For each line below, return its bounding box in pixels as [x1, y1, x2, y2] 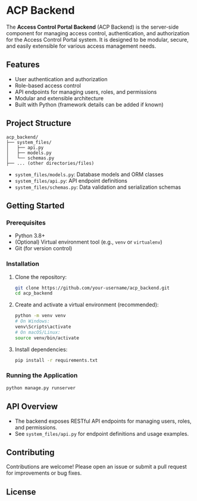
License [6, 487, 36, 497]
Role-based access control [14, 82, 82, 89]
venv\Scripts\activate [14, 324, 71, 330]
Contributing [6, 447, 55, 457]
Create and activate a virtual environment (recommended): [14, 301, 159, 308]
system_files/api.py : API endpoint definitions [14, 177, 128, 184]
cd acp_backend [14, 290, 53, 296]
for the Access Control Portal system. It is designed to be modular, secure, [6, 36, 189, 43]
